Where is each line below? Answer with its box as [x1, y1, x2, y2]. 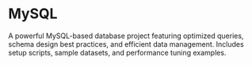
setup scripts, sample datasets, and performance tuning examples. [8, 48, 227, 57]
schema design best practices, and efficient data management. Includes [8, 39, 244, 48]
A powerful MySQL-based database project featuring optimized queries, [8, 31, 244, 40]
